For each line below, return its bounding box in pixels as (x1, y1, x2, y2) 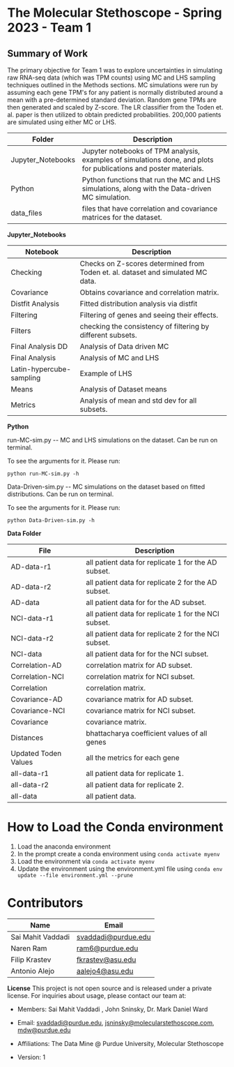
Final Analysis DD (10, 342, 68, 351)
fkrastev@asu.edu (76, 955, 136, 964)
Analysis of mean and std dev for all (79, 396, 197, 405)
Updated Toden (10, 749, 62, 758)
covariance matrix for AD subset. (86, 694, 194, 704)
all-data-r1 (10, 769, 49, 778)
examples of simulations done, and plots (81, 155, 214, 165)
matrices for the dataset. (81, 213, 162, 222)
